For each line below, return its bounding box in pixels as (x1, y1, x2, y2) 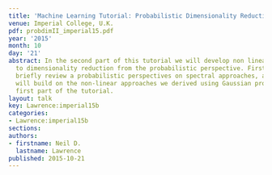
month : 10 (8, 42, 42, 50)
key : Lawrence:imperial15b (8, 102, 100, 110)
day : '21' (8, 49, 42, 57)
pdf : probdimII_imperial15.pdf (8, 27, 114, 35)
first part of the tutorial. (15, 86, 114, 95)
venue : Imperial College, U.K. (8, 19, 114, 27)
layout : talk (8, 94, 53, 102)
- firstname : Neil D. (8, 139, 82, 148)
